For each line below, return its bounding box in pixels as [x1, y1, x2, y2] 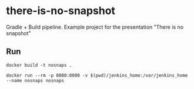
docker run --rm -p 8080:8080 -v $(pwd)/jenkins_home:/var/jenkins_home [6, 72, 188, 78]
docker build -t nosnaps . [6, 62, 72, 68]
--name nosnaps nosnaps [6, 77, 65, 83]
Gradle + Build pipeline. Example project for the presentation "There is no [6, 23, 184, 30]
